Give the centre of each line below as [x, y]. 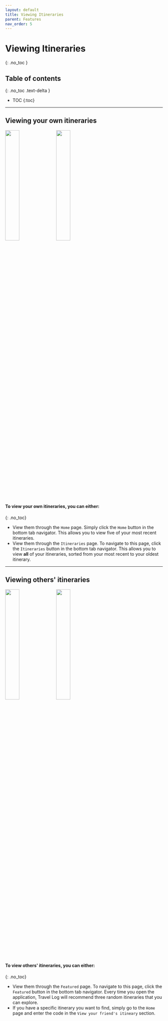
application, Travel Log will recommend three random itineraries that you [87, 997]
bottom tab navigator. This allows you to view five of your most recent [84, 533]
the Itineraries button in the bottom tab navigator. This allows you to [84, 549]
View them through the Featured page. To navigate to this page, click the [87, 987]
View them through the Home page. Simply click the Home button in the [83, 528]
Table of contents [33, 78]
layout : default [22, 10]
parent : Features [23, 19]
